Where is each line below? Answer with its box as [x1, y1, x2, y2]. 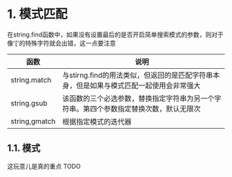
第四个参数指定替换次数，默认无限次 [82, 104, 201, 114]
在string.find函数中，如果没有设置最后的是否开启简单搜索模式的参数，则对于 [7, 30, 224, 39]
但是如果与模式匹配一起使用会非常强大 [75, 81, 201, 90]
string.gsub [10, 98, 48, 107]
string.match [10, 75, 52, 85]
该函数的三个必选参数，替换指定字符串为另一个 [61, 94, 215, 103]
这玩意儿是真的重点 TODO [7, 162, 81, 170]
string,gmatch [10, 116, 56, 126]
